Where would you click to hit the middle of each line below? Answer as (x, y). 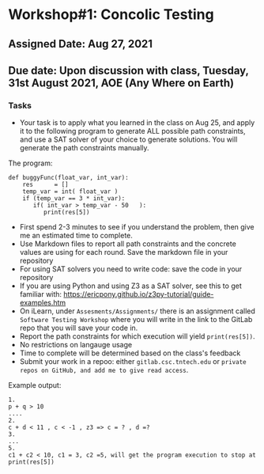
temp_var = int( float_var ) (70, 191)
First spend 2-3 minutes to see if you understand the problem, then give (137, 227)
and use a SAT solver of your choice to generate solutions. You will (128, 139)
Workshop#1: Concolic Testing (111, 15)
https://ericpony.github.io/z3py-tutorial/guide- (138, 294)
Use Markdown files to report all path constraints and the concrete (128, 244)
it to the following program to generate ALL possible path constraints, (133, 131)
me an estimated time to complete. (76, 236)
